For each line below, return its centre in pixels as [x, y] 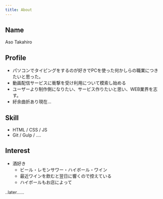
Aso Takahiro [19, 42]
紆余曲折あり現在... [32, 102]
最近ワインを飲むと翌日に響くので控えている [66, 176]
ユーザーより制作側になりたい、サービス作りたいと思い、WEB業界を [83, 89]
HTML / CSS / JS [30, 130]
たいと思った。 [28, 77]
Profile [16, 58]
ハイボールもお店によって [46, 182]
